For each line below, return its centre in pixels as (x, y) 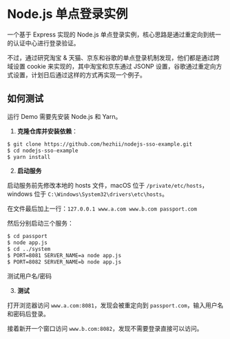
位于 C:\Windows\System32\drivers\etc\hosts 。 (101, 194)
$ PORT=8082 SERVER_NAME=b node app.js (64, 262)
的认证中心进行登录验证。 (43, 43)
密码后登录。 (31, 314)
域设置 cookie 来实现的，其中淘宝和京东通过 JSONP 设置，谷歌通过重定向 (112, 66)
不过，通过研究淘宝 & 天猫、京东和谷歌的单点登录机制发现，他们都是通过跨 (113, 57)
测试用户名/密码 (30, 276)
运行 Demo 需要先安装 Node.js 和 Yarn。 (64, 116)
